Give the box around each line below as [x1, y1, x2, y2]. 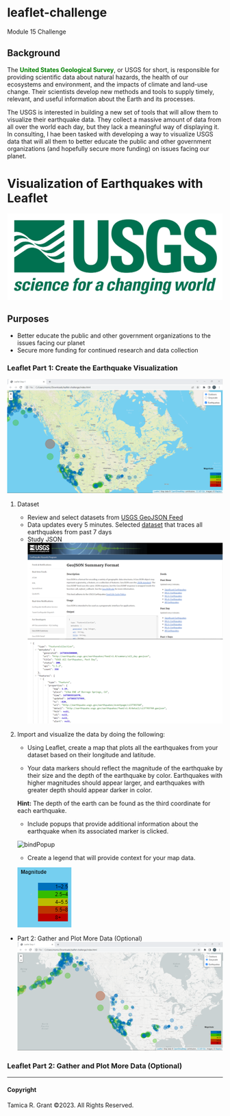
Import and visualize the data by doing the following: [16, 730, 166, 738]
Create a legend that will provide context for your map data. [27, 853, 196, 862]
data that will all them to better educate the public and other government [7, 137, 212, 145]
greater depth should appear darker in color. [27, 785, 153, 794]
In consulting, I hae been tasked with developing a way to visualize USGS [7, 130, 214, 138]
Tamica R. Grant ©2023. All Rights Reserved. [7, 1101, 134, 1109]
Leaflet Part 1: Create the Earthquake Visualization [7, 363, 178, 372]
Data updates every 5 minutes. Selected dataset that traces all [27, 520, 203, 529]
